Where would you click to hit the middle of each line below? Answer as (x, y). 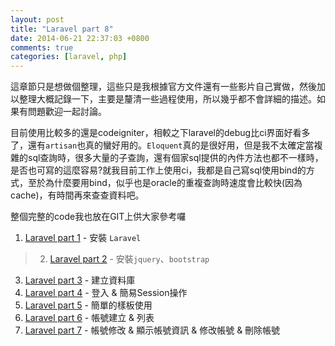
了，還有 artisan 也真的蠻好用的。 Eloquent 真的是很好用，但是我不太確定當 (162, 145)
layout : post (37, 19)
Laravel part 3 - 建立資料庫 (80, 280)
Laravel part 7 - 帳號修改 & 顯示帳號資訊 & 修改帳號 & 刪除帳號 (152, 330)
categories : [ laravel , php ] (69, 57)
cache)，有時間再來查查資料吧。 (77, 195)
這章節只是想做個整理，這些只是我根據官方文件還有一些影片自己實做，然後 (163, 87)
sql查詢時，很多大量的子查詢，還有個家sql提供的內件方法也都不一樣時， (175, 158)
